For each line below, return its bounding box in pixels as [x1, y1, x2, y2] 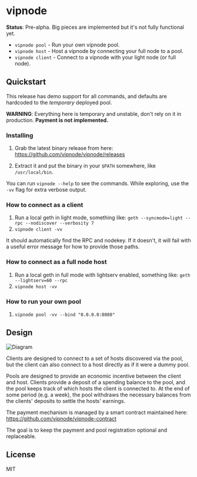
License [6, 450, 36, 460]
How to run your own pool [6, 297, 81, 305]
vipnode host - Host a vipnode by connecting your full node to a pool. [14, 47, 184, 54]
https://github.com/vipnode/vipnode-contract [6, 415, 116, 422]
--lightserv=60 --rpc [14, 278, 68, 283]
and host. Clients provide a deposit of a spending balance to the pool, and [6, 378, 185, 386]
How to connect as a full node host [6, 258, 107, 266]
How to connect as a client [6, 201, 84, 209]
